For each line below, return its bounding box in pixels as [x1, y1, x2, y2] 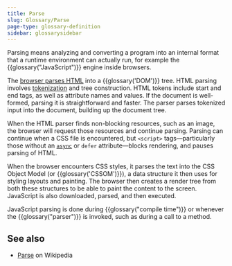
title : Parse [7, 10, 45, 17]
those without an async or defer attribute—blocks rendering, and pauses [7, 141, 213, 150]
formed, [7, 98, 30, 107]
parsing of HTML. [7, 149, 57, 157]
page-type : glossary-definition [7, 23, 100, 30]
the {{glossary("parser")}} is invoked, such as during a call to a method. [7, 213, 213, 221]
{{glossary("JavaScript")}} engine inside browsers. [7, 63, 152, 71]
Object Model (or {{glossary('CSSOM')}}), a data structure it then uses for [7, 170, 218, 178]
